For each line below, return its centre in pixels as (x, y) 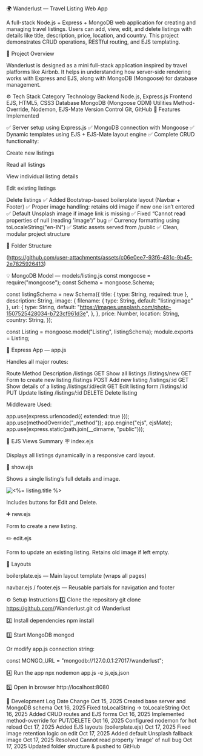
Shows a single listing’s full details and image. (63, 479)
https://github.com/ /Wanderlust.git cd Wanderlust (68, 608)
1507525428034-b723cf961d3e (46, 313)
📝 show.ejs (20, 467)
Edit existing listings (31, 188)
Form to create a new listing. (42, 526)
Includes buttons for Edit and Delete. (52, 502)
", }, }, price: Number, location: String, (133, 313)
